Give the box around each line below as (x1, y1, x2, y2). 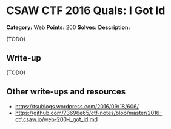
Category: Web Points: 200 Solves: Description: (6, 24, 130, 31)
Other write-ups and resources (6, 87, 126, 97)
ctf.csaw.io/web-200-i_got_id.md (15, 116, 98, 123)
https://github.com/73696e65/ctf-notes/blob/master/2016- (15, 109, 163, 116)
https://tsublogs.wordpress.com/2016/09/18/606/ (15, 102, 139, 110)
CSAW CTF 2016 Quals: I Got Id (6, 4, 166, 18)
